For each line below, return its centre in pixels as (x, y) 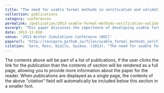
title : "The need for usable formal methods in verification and (73, 10)
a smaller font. (20, 86)
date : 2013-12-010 (24, 32)
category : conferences (28, 19)
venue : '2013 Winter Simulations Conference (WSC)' (59, 37)
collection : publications (31, 14)
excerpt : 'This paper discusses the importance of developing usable (77, 28)
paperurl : (15, 42)
